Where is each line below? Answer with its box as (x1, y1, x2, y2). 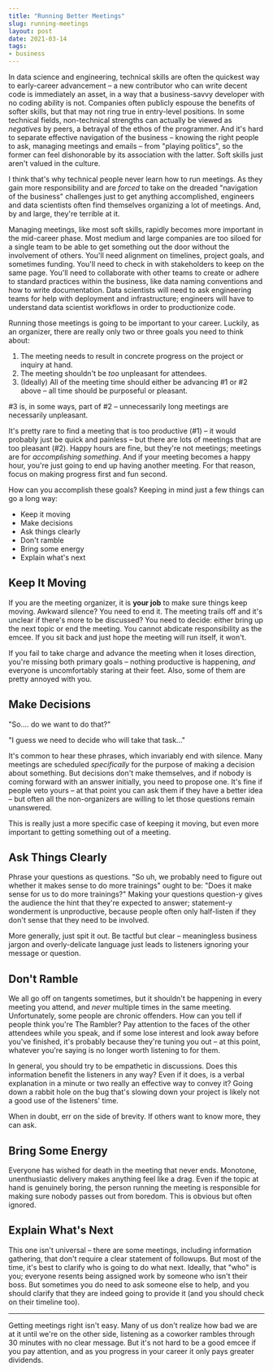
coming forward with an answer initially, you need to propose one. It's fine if (8, 776, 262, 786)
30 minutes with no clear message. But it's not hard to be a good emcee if (8, 1338, 257, 1347)
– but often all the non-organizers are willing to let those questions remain (8, 794, 255, 804)
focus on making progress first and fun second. (8, 469, 168, 478)
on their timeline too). (8, 1297, 80, 1307)
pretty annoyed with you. (8, 674, 92, 683)
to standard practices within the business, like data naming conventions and (8, 277, 263, 286)
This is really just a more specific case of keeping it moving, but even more (8, 819, 259, 828)
